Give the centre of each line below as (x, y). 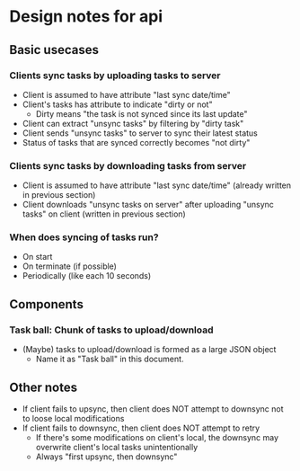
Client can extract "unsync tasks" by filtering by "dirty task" (133, 123)
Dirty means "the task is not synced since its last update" (142, 113)
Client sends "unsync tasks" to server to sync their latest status (140, 133)
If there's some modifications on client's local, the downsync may (157, 437)
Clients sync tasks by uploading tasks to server (115, 76)
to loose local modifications (73, 418)
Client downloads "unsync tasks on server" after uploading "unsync (148, 205)
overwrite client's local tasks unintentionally (117, 447)
